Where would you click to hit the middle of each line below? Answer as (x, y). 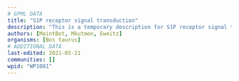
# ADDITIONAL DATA (34, 46)
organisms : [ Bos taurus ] (44, 40)
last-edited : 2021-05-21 (44, 54)
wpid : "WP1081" (30, 66)
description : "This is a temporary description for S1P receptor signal (117, 27)
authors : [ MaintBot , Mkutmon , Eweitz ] (65, 33)
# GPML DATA (25, 14)
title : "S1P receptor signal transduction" (73, 20)
